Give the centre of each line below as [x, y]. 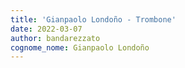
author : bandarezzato [55, 38]
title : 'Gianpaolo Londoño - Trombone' [93, 19]
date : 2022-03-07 [46, 29]
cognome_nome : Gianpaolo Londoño [80, 47]
